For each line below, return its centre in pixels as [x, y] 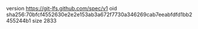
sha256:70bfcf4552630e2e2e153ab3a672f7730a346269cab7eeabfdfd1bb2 [99, 14]
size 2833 [44, 21]
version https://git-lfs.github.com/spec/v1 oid [62, 8]
